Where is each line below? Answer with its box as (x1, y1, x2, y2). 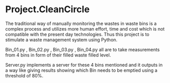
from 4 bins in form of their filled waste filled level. (5, 52, 111, 58)
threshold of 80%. (5, 72, 43, 78)
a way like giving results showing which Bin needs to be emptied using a (5, 67, 158, 73)
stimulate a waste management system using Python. (5, 37, 117, 43)
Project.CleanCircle (5, 4, 90, 15)
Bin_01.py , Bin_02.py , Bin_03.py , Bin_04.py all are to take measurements (5, 46, 160, 52)
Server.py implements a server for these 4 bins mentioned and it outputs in (5, 62, 163, 68)
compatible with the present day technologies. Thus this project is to (5, 31, 150, 37)
